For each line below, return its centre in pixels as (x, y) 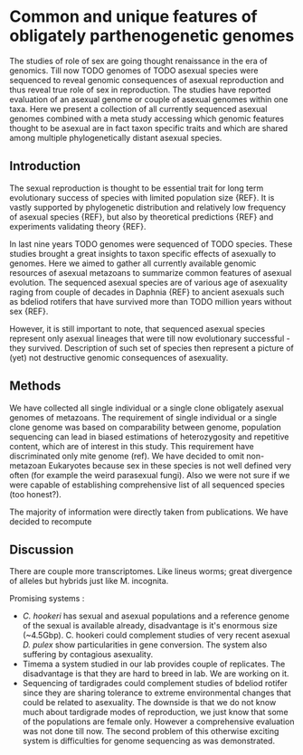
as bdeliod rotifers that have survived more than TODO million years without (151, 301)
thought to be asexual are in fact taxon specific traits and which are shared (149, 127)
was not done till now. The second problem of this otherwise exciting (151, 731)
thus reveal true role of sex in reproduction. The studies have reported (140, 90)
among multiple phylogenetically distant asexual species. (116, 137)
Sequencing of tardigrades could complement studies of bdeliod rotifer (155, 684)
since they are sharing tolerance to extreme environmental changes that (156, 693)
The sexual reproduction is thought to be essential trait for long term (137, 188)
